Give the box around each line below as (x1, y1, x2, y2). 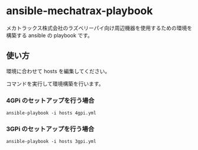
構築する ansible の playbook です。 (6, 31, 93, 39)
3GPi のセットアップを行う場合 (6, 125, 95, 133)
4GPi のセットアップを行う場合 (6, 96, 95, 105)
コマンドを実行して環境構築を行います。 (6, 80, 105, 87)
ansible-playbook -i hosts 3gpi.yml (6, 139, 96, 145)
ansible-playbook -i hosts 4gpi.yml (6, 110, 96, 116)
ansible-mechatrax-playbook (6, 4, 153, 18)
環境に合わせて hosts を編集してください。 (6, 67, 111, 74)
